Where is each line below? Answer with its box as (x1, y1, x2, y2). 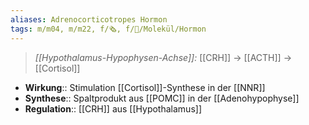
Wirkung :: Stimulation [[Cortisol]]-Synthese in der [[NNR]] (24, 81, 266, 93)
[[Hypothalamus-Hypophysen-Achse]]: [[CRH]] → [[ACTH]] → (34, 51, 293, 63)
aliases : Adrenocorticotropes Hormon (10, 14, 168, 25)
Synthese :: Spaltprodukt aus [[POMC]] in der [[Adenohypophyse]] (24, 92, 300, 104)
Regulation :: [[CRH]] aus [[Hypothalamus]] (24, 102, 202, 115)
